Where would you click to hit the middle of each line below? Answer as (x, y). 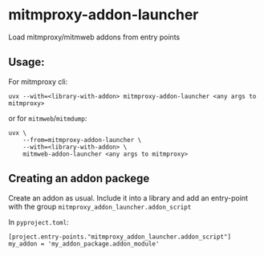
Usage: (27, 62)
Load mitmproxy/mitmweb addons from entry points (94, 37)
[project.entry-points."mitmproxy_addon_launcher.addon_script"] (120, 237)
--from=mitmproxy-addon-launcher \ (82, 140)
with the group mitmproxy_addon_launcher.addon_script (100, 206)
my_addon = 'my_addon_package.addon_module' (84, 244)
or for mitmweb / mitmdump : (48, 118)
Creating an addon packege (79, 179)
